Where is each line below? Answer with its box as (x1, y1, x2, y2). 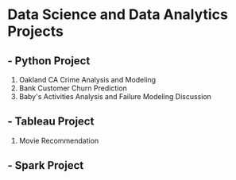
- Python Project (7, 54, 91, 67)
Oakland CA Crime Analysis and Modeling (18, 75, 157, 84)
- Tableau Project (7, 115, 95, 128)
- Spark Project (7, 159, 84, 172)
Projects (7, 22, 64, 40)
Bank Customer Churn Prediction (18, 83, 128, 93)
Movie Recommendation (18, 136, 99, 145)
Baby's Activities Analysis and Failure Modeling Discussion (18, 92, 212, 101)
